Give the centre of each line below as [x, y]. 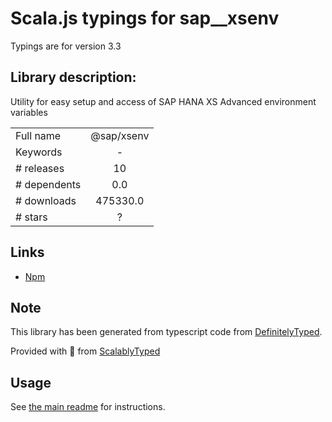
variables [29, 112]
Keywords [39, 152]
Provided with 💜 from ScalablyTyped [85, 351]
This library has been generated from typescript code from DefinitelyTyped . [166, 332]
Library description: [73, 77]
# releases [40, 168]
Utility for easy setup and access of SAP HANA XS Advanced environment [163, 101]
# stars [31, 217]
